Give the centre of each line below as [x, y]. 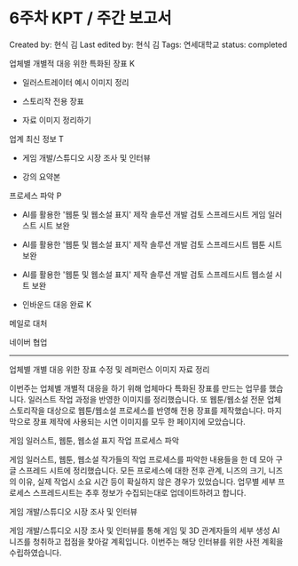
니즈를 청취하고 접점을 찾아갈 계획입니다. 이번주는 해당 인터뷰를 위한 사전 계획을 [146, 541]
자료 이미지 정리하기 [56, 120]
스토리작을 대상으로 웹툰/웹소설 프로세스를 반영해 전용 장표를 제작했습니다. [137, 411]
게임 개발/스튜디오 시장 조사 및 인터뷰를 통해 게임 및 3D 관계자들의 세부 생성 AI [145, 530]
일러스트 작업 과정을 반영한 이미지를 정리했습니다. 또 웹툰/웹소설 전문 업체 [155, 399]
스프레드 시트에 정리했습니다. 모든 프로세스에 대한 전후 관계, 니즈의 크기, [142, 470]
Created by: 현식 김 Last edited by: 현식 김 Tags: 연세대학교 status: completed [149, 44]
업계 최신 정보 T [37, 139]
